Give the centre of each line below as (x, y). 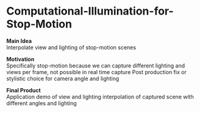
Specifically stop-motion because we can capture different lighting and (96, 66)
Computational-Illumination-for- (90, 11)
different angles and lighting (42, 103)
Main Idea (19, 41)
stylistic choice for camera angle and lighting (63, 78)
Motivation (20, 59)
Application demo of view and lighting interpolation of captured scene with (100, 97)
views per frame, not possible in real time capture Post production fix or (97, 72)
